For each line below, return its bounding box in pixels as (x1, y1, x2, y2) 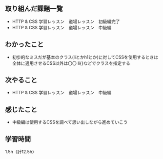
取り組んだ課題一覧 (5, 4, 63, 13)
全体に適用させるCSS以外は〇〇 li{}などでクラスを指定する (12, 60, 131, 66)
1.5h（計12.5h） (5, 149, 37, 155)
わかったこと (5, 40, 44, 49)
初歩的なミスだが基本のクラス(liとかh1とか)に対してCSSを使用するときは (12, 54, 159, 60)
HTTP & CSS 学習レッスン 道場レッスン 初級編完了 (12, 19, 121, 24)
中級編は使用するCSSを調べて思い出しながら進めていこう (12, 119, 128, 125)
